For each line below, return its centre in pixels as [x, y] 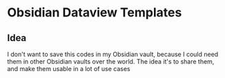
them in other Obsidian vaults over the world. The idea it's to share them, [111, 62]
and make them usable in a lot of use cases [69, 69]
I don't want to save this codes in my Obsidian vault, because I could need [113, 54]
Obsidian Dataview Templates [95, 13]
